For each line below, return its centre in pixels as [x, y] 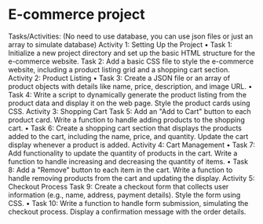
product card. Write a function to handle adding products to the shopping [126, 119]
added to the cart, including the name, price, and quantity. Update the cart [128, 136]
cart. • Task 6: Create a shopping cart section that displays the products [125, 128]
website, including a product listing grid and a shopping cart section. [119, 69]
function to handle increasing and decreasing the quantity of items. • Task [128, 161]
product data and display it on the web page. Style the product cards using [129, 103]
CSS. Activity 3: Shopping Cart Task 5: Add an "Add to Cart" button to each [130, 111]
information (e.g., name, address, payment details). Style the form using [124, 195]
